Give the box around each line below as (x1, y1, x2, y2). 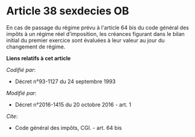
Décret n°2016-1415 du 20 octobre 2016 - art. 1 (14, 101, 131, 108)
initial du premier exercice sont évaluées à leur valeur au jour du (6, 36, 165, 44)
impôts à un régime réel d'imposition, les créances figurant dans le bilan (6, 30, 185, 37)
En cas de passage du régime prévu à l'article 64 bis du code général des (6, 24, 190, 31)
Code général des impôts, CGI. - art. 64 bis (14, 124, 122, 131)
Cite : (6, 112, 18, 120)
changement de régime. (6, 43, 66, 50)
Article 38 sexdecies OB (6, 4, 129, 18)
